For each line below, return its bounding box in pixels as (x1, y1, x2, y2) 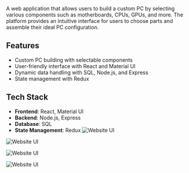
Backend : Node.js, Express (14, 114, 81, 121)
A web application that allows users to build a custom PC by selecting (6, 5, 175, 12)
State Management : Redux (14, 127, 81, 134)
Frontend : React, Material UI (14, 108, 84, 115)
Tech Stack (6, 92, 48, 102)
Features (6, 41, 39, 51)
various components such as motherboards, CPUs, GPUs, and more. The (6, 11, 184, 18)
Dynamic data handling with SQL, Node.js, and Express (14, 69, 148, 76)
